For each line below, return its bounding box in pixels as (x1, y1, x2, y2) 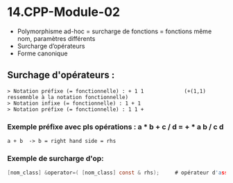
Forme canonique (17, 49, 68, 58)
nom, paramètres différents (17, 34, 96, 42)
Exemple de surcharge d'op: (7, 153, 104, 163)
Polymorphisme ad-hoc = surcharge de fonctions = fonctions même (17, 27, 212, 35)
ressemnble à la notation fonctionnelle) (7, 94, 129, 101)
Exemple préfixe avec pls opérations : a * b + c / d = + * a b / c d (7, 122, 224, 132)
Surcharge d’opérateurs (17, 42, 85, 50)
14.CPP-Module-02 (7, 4, 120, 20)
